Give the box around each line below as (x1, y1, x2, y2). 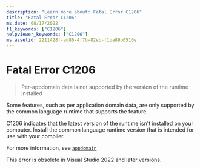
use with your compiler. (6, 132, 65, 139)
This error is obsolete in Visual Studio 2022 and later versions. (6, 156, 162, 163)
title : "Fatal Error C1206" (6, 15, 78, 21)
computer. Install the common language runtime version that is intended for (6, 126, 195, 133)
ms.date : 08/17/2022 (6, 20, 59, 26)
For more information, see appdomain (6, 144, 97, 152)
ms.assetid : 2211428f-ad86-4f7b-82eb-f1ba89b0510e (6, 37, 137, 43)
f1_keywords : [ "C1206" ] (6, 25, 67, 32)
